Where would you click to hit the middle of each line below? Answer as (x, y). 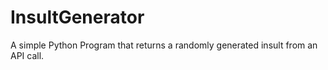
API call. (27, 55)
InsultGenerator (77, 17)
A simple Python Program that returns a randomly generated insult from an (164, 45)
